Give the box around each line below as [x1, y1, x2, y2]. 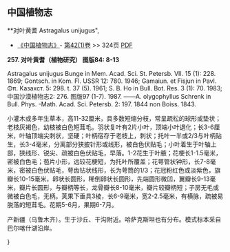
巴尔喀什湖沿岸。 [7, 224, 56, 232]
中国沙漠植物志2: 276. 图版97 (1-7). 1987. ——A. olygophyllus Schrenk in [7, 92, 211, 100]
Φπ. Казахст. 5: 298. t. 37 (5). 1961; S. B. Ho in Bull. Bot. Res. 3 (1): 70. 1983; [7, 84, 222, 92]
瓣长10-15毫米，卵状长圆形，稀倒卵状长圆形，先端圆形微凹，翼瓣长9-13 [7, 175, 210, 183]
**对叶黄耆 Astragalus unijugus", [7, 26, 100, 35]
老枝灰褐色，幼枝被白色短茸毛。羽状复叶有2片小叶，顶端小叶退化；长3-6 [7, 123, 215, 131]
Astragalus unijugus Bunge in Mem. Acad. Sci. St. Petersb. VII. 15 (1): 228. [7, 69, 216, 77]
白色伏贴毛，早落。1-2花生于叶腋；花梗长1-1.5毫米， [73, 148, 222, 157]
